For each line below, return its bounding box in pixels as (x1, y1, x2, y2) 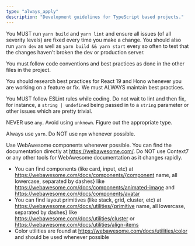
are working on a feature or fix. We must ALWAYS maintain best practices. (6, 84, 185, 91)
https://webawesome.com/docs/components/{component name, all (14, 171, 178, 178)
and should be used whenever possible (14, 233, 109, 240)
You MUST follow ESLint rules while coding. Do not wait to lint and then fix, (6, 95, 186, 102)
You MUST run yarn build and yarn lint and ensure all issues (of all (6, 30, 171, 37)
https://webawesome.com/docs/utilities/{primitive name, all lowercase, (14, 202, 186, 209)
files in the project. (6, 66, 51, 73)
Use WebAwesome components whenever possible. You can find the (6, 141, 172, 148)
